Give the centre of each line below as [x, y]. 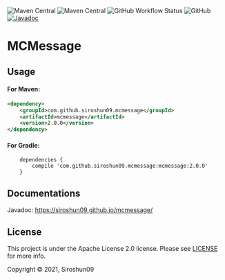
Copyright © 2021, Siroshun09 [51, 269]
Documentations [44, 193]
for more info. [27, 256]
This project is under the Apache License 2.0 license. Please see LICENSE [112, 248]
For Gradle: [23, 145]
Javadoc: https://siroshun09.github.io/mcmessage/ [80, 210]
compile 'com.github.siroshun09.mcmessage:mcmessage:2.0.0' [120, 166]
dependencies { [41, 160]
